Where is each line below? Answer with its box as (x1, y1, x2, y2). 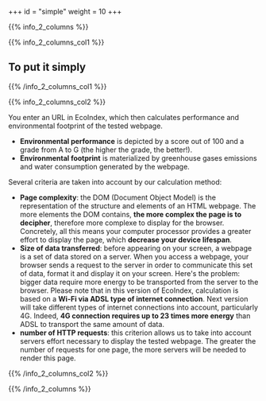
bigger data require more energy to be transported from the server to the (19, 277, 259, 286)
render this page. (19, 353, 77, 363)
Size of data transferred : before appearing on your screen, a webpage (19, 243, 253, 253)
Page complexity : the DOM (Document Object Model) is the (19, 193, 217, 202)
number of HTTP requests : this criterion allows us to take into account (19, 328, 252, 337)
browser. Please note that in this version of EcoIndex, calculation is (19, 286, 239, 295)
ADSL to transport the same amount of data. (19, 319, 165, 329)
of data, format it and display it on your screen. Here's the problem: (19, 268, 241, 278)
